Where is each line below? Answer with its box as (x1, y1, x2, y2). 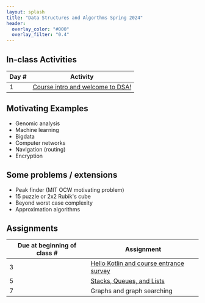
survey (90, 267, 110, 276)
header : (6, 20, 26, 26)
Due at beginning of (17, 241, 77, 250)
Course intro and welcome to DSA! (32, 82, 132, 91)
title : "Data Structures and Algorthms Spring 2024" (6, 15, 143, 21)
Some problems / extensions (6, 170, 118, 180)
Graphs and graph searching (90, 287, 173, 295)
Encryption (15, 152, 43, 159)
